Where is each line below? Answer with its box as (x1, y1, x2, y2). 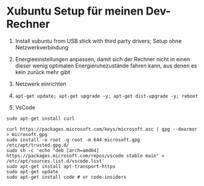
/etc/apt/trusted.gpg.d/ (6, 142, 69, 148)
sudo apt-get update (6, 168, 59, 174)
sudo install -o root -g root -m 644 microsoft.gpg (6, 137, 140, 143)
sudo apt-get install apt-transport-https (6, 163, 116, 170)
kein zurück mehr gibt (15, 68, 71, 75)
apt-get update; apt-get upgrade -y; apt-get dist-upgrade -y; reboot (15, 93, 199, 99)
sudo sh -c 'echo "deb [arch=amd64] (6, 147, 99, 153)
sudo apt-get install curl (6, 115, 75, 122)
